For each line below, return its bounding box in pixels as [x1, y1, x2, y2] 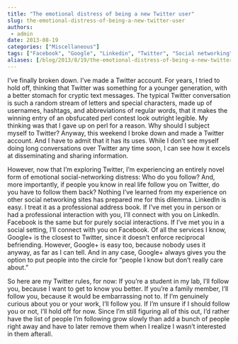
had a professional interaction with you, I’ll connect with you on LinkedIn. [7, 210, 220, 218]
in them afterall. [7, 329, 53, 338]
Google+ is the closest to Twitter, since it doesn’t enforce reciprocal [7, 233, 205, 241]
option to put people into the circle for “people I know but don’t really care [7, 255, 223, 264]
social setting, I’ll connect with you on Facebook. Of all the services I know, [7, 225, 227, 234]
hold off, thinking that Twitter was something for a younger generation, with [7, 83, 228, 92]
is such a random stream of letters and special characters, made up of [7, 99, 212, 107]
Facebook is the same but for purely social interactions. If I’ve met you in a [7, 218, 225, 226]
